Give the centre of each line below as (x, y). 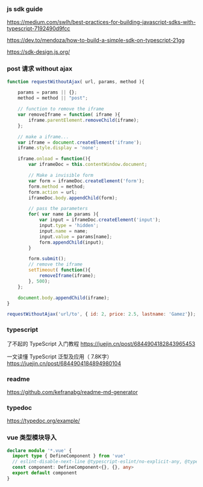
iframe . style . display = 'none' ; (58, 148)
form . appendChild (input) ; (71, 242)
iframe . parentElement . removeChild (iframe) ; (84, 120)
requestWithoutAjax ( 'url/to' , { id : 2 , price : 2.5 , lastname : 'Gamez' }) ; (101, 314)
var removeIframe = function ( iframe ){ (69, 115)
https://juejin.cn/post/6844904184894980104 (64, 363)
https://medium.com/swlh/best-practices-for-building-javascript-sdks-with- (101, 22)
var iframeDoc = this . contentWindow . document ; (88, 165)
